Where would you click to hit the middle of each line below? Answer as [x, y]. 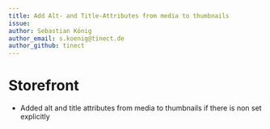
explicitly [35, 117]
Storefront [44, 86]
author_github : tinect [46, 46]
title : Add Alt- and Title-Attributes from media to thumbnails [119, 16]
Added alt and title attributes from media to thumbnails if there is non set [141, 108]
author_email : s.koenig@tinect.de [67, 38]
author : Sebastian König [50, 31]
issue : [19, 23]
